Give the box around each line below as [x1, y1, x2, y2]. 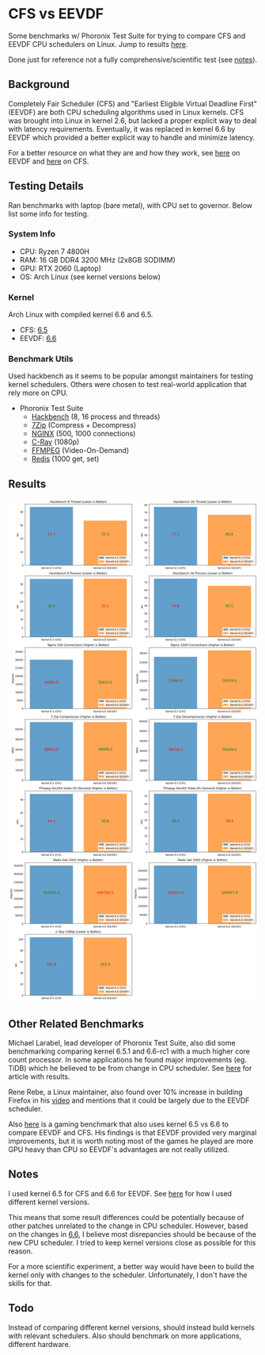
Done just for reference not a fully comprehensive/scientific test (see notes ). [8, 55, 258, 64]
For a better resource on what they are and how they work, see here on [8, 148, 240, 157]
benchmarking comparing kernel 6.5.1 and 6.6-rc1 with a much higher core [8, 1046, 251, 1056]
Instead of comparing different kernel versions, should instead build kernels [8, 1322, 255, 1332]
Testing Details [8, 179, 85, 193]
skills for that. [8, 1278, 53, 1288]
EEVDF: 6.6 [19, 334, 57, 344]
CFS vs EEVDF [8, 5, 104, 23]
